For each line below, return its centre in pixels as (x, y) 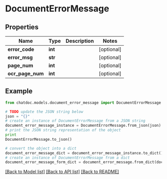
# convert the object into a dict (41, 148)
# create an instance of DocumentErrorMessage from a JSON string (75, 121)
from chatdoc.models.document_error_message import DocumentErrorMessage (83, 102)
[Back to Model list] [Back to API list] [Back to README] (62, 172)
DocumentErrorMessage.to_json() (39, 139)
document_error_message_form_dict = (43, 162)
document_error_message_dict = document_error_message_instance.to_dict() (84, 153)
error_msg (20, 57)
